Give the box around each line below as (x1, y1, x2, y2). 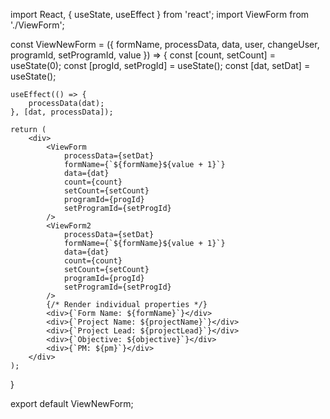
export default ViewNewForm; (10, 398, 134, 409)
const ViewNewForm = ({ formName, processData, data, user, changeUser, (10, 39, 320, 50)
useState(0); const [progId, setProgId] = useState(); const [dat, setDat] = (10, 60, 311, 71)
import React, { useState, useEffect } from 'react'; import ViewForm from (10, 9, 310, 20)
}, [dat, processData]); (10, 107, 114, 117)
